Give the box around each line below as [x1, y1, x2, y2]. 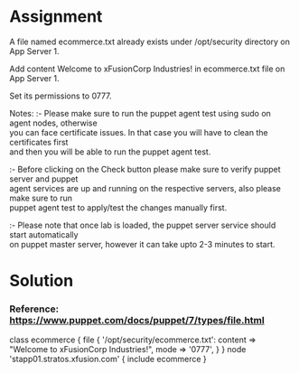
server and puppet [9, 173, 79, 184]
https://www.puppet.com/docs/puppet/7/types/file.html [9, 314, 265, 327]
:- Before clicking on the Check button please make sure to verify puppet [9, 163, 282, 174]
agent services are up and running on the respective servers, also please [9, 182, 282, 193]
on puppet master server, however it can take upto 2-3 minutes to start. [9, 238, 276, 249]
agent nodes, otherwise [9, 117, 98, 128]
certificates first [9, 136, 69, 147]
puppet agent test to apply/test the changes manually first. [9, 201, 228, 213]
